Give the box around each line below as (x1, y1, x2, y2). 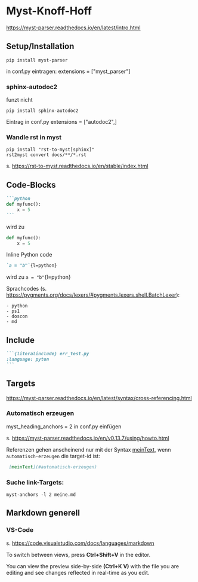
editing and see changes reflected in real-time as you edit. (6, 569, 150, 576)
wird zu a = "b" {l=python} (6, 273, 71, 281)
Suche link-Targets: (6, 478, 64, 486)
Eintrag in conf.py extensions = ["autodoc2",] (6, 118, 117, 126)
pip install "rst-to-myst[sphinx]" (6, 147, 95, 153)
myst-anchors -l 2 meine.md (6, 492, 76, 498)
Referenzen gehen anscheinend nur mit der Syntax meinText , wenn (6, 446, 171, 453)
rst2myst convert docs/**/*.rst (6, 152, 86, 158)
